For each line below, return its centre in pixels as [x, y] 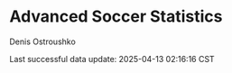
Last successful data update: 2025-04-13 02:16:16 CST [112, 59]
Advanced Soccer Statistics [116, 17]
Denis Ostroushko [43, 41]
